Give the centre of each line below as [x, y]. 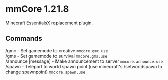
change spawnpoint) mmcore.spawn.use [45, 72]
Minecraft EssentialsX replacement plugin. [49, 23]
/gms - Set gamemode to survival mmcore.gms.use [56, 56]
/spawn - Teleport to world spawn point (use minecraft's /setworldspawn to [84, 66]
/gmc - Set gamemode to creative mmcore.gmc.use [57, 50]
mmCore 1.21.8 [37, 9]
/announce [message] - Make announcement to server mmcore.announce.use [84, 61]
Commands [24, 38]
